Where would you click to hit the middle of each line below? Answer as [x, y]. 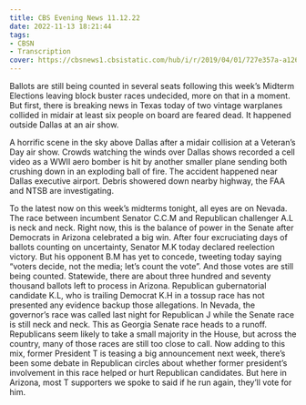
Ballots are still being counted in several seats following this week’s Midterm [152, 86]
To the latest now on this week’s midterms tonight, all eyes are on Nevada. [148, 208]
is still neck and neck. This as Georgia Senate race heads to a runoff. [138, 324]
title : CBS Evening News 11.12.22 [75, 18]
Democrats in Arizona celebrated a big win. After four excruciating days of [149, 237]
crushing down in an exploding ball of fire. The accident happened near [143, 171]
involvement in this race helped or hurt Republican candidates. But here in [148, 373]
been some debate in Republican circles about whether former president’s [148, 363]
